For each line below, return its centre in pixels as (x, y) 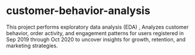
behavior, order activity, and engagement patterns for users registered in (95, 33)
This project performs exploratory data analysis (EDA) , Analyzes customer (97, 27)
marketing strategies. (32, 46)
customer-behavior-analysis (78, 11)
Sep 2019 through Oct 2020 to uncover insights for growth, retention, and (96, 39)
